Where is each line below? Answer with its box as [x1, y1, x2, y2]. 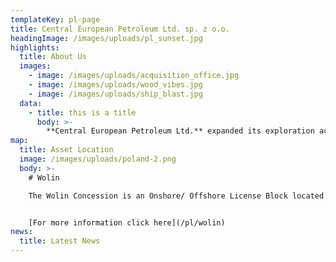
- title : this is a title [28, 107, 137, 118]
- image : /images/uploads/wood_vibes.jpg [28, 80, 203, 90]
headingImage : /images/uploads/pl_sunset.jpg [10, 33, 203, 43]
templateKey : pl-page [10, 14, 101, 25]
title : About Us [19, 52, 87, 62]
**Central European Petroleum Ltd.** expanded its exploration [46, 126, 315, 136]
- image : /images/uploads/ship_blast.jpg [28, 89, 203, 99]
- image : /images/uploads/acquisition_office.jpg [28, 71, 240, 81]
